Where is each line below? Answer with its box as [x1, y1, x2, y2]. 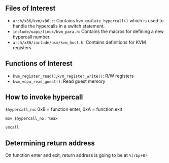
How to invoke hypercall [5, 93, 83, 102]
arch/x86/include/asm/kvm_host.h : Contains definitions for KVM [12, 39, 146, 45]
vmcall [5, 125, 19, 130]
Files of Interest [5, 4, 56, 13]
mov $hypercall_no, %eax [5, 116, 58, 121]
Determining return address [5, 139, 95, 147]
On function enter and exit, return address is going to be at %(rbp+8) [5, 152, 148, 158]
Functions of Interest [5, 59, 73, 68]
